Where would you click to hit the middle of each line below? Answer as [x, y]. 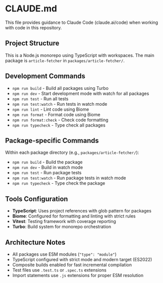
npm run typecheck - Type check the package [59, 183]
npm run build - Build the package [47, 162]
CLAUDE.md [31, 9]
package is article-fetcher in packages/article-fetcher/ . [65, 61]
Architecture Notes [35, 242]
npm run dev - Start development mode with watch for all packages [81, 93]
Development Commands [45, 76]
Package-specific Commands [52, 140]
